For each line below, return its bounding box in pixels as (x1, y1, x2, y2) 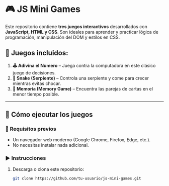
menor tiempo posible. (12, 91, 59, 97)
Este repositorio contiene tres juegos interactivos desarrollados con (5, 23, 147, 30)
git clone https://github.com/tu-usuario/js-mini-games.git (12, 176, 141, 181)
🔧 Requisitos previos (5, 126, 56, 133)
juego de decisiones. (12, 69, 56, 75)
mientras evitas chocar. (12, 80, 61, 86)
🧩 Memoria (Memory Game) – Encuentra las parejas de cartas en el (12, 85, 153, 91)
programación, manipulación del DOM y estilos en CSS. (5, 34, 120, 40)
